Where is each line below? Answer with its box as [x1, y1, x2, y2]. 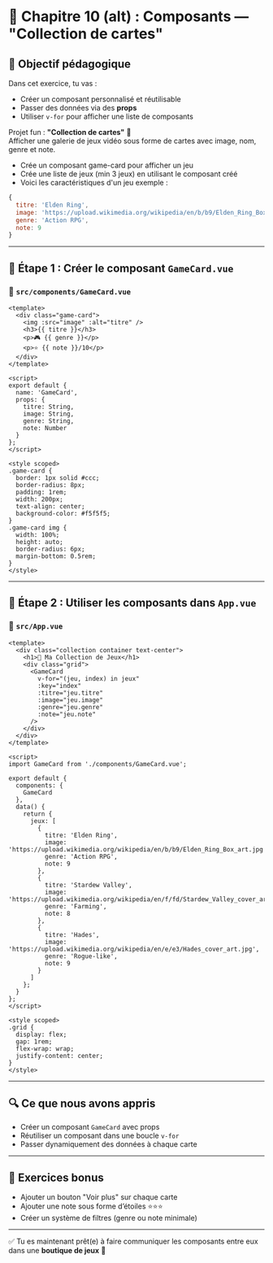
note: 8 [44, 909, 71, 917]
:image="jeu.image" [37, 695, 104, 704]
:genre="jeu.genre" [37, 703, 104, 711]
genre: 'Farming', [44, 902, 107, 910]
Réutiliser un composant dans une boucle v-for [19, 1130, 180, 1141]
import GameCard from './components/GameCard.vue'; [8, 760, 187, 768]
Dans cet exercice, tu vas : [8, 79, 97, 88]
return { [23, 809, 53, 818]
